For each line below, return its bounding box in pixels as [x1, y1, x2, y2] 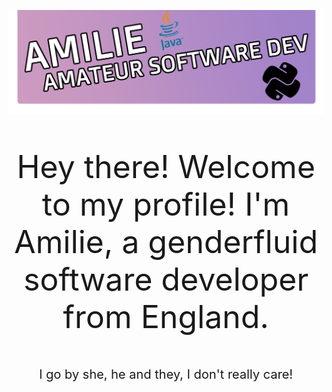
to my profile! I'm [41, 185, 291, 224]
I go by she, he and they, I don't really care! [38, 366, 294, 382]
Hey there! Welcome [16, 147, 316, 186]
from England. [62, 297, 270, 336]
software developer [22, 260, 310, 299]
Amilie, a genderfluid [13, 222, 318, 261]
